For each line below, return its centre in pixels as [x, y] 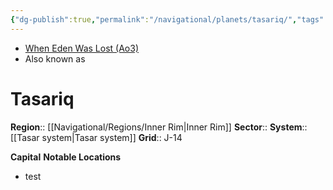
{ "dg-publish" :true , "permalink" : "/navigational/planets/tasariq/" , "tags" [167, 19]
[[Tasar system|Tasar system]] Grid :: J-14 [96, 137]
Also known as [55, 58]
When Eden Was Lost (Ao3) [82, 48]
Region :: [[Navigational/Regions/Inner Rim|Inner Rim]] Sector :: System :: [159, 127]
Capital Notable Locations [66, 157]
